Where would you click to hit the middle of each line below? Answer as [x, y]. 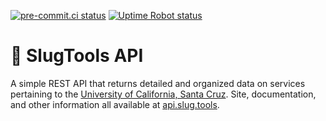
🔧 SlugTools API [77, 56]
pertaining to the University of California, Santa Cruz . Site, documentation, [163, 94]
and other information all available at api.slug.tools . [115, 104]
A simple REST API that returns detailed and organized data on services [158, 83]
